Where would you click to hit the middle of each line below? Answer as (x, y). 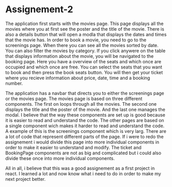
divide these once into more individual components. (60, 158)
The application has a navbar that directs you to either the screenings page (85, 93)
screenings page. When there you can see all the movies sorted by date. (82, 45)
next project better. (25, 179)
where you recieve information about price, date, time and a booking (78, 78)
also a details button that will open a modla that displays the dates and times (86, 34)
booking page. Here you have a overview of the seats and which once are (83, 61)
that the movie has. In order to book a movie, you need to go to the (76, 40)
